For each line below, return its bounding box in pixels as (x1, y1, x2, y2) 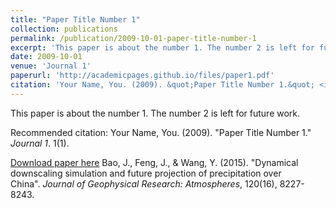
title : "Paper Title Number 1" (10, 14, 141, 25)
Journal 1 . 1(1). (10, 137, 70, 149)
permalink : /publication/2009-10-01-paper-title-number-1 (10, 33, 257, 43)
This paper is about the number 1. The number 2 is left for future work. (10, 107, 301, 119)
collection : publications (10, 24, 118, 34)
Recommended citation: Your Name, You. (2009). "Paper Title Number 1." (10, 126, 312, 138)
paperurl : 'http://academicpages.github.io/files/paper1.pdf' (10, 71, 275, 81)
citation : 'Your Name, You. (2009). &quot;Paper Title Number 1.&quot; (10, 80, 315, 90)
